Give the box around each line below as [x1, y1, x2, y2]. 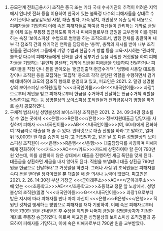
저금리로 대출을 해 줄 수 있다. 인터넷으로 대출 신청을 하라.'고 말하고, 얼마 [16, 128, 154, 133]
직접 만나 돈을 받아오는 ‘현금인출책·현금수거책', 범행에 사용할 [27, 66, 142, 72]
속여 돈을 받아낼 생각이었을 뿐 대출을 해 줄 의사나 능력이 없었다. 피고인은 [9, 171, 148, 177]
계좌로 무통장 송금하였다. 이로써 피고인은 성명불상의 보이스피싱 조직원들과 [9, 214, 151, 220]
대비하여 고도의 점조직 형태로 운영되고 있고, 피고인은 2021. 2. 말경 [15, 78, 142, 84]
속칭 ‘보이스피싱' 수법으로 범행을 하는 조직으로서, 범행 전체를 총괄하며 [19, 35, 152, 41]
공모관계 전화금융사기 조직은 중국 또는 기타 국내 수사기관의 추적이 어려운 [9, 4, 148, 10]
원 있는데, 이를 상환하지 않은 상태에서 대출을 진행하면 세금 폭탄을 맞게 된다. [9, 153, 153, 158]
